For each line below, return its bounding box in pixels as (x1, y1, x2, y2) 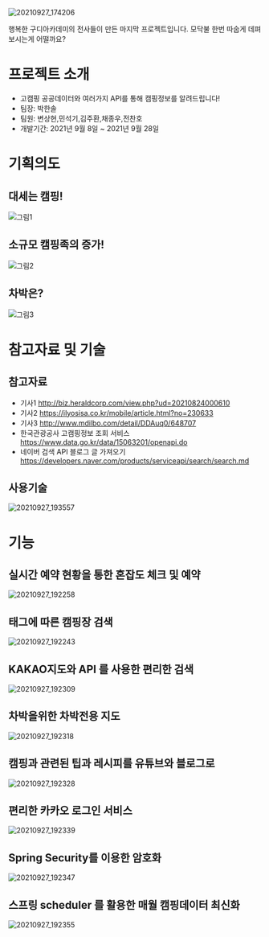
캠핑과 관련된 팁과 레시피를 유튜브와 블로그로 (8, 757, 215, 771)
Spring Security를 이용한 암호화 (8, 851, 162, 865)
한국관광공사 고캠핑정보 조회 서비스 (19, 428, 130, 438)
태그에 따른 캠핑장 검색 (8, 615, 114, 629)
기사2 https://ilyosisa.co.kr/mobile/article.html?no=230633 (19, 408, 214, 417)
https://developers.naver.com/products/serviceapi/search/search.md (19, 455, 250, 466)
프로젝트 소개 (8, 65, 90, 84)
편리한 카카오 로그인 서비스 (8, 804, 132, 818)
